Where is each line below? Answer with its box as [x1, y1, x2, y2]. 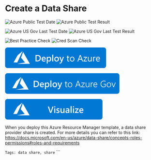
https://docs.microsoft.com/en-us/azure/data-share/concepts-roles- [5, 134, 143, 141]
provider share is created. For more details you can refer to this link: [5, 129, 140, 135]
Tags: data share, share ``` [5, 149, 60, 155]
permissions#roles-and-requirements [5, 140, 80, 145]
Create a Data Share [5, 3, 87, 14]
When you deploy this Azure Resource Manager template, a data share [5, 124, 146, 130]
